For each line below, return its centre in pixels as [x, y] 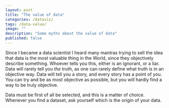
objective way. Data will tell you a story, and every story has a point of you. [84, 74]
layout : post [19, 10]
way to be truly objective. [32, 85]
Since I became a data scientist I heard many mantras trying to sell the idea [84, 52]
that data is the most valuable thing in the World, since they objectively [79, 58]
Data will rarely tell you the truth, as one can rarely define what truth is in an [84, 68]
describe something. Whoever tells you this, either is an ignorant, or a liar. [82, 63]
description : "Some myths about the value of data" [61, 33]
